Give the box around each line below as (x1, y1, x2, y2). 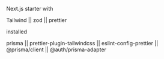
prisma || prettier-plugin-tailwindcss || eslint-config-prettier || (6, 40, 159, 46)
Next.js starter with (6, 5, 53, 12)
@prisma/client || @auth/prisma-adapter (6, 46, 107, 53)
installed (6, 28, 28, 35)
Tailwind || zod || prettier (6, 17, 67, 23)
